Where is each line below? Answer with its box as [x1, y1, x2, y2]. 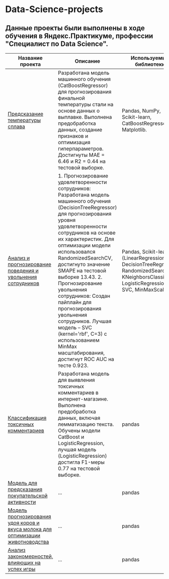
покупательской [8, 492, 48, 499]
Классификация [8, 415, 47, 421]
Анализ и [8, 254, 30, 261]
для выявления [57, 377, 95, 383]
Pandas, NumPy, [121, 107, 161, 114]
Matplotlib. [121, 126, 147, 133]
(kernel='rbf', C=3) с [57, 330, 107, 337]
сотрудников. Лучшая [57, 318, 112, 325]
